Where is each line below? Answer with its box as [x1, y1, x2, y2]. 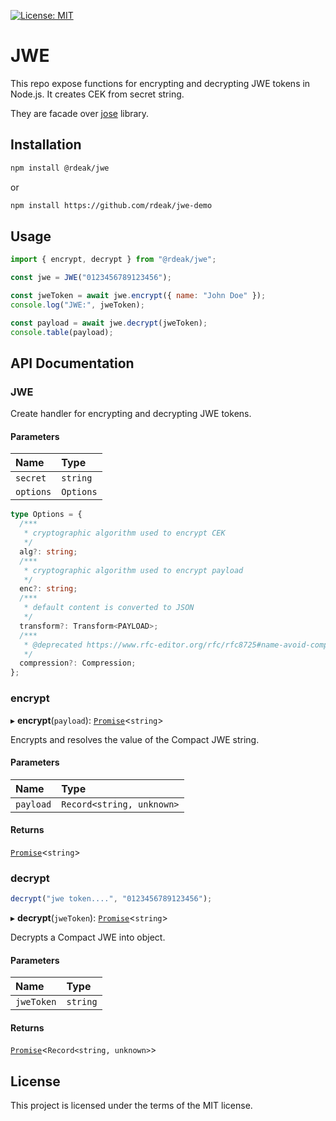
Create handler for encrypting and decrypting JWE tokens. [10, 408, 252, 420]
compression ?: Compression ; [19, 658, 137, 669]
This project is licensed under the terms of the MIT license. [10, 1100, 253, 1112]
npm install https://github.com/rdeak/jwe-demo [10, 200, 213, 210]
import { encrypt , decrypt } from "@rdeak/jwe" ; [10, 255, 217, 265]
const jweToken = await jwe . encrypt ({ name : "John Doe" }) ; [10, 291, 267, 301]
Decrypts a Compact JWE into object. [10, 931, 166, 944]
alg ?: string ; [19, 546, 78, 557]
